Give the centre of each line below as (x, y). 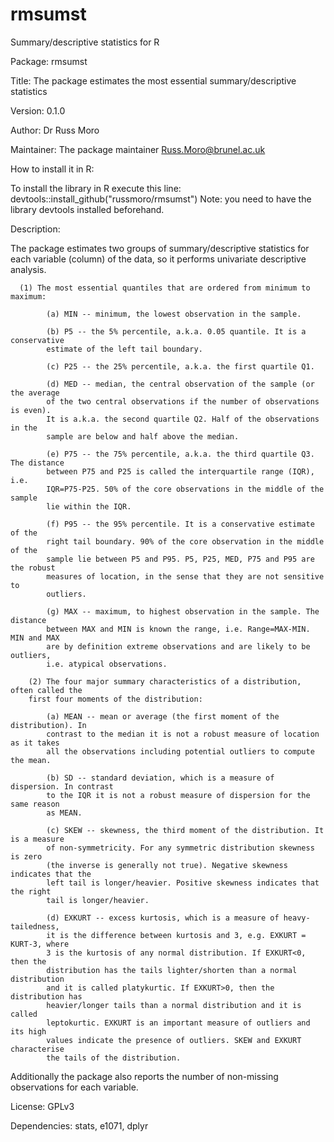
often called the (46, 690)
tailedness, (35, 926)
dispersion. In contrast (62, 786)
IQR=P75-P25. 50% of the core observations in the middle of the (185, 489)
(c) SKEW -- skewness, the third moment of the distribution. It (185, 830)
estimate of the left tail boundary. (124, 349)
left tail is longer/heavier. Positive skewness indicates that (183, 883)
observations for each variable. (74, 1087)
